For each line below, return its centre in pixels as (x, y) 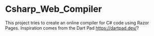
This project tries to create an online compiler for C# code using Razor (77, 23)
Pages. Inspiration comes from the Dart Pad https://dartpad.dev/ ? (72, 28)
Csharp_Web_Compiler (54, 9)
